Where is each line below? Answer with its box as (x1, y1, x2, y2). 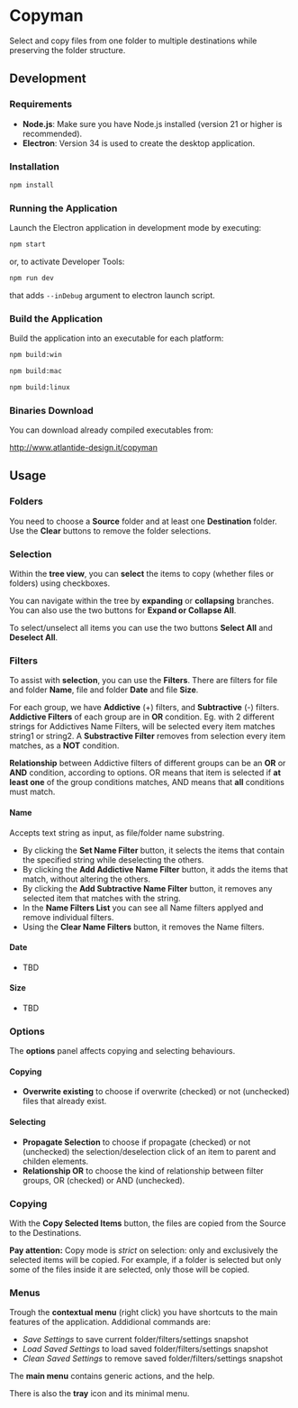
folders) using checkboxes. (9, 578, 111, 589)
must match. (9, 786, 56, 798)
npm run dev (9, 273, 54, 282)
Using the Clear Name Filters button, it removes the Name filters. (22, 921, 265, 932)
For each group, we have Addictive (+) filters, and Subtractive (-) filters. (9, 702, 280, 713)
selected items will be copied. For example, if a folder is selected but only (9, 1254, 282, 1265)
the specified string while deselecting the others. (22, 854, 204, 865)
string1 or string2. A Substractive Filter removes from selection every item (9, 731, 286, 742)
